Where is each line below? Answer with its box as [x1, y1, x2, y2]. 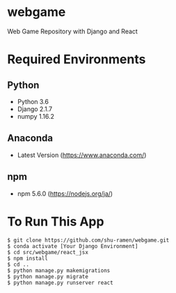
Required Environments [7, 51, 146, 67]
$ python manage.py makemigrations [7, 267, 111, 274]
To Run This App [7, 213, 104, 229]
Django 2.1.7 [17, 105, 53, 113]
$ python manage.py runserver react [7, 279, 113, 286]
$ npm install [7, 255, 49, 262]
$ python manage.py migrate [7, 273, 89, 280]
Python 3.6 [17, 97, 49, 106]
